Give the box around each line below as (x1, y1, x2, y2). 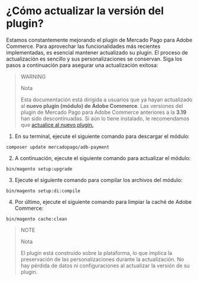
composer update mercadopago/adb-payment (6, 144, 110, 150)
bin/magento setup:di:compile (6, 188, 81, 194)
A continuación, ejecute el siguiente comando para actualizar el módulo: (14, 154, 191, 161)
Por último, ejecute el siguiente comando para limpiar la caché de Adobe (14, 198, 192, 205)
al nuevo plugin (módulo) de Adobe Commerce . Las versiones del (20, 102, 183, 109)
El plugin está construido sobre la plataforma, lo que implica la (20, 249, 173, 256)
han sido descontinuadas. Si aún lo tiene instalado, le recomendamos (20, 114, 190, 122)
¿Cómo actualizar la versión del (6, 4, 164, 18)
